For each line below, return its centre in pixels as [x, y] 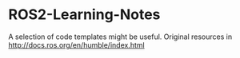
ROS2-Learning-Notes [84, 15]
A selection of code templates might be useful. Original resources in [120, 37]
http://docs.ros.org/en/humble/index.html [77, 44]
